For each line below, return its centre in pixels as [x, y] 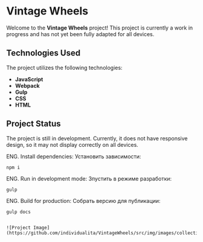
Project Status [34, 124]
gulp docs [19, 212]
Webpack [27, 85]
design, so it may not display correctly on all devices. [72, 144]
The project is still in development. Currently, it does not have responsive [97, 138]
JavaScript [29, 79]
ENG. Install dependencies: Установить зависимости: [74, 156]
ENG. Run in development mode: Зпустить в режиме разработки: [89, 178]
